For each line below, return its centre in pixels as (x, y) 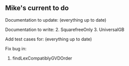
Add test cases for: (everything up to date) (49, 39)
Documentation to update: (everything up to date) (56, 20)
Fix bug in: (16, 48)
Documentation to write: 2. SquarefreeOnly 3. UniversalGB (65, 30)
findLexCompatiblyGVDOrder (42, 58)
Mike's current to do (37, 8)
